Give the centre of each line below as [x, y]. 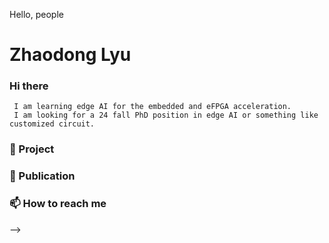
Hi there [29, 86]
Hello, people [36, 14]
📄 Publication [42, 176]
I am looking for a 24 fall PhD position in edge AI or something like [166, 115]
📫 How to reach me [58, 204]
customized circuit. [52, 124]
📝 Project [32, 149]
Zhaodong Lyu [70, 55]
